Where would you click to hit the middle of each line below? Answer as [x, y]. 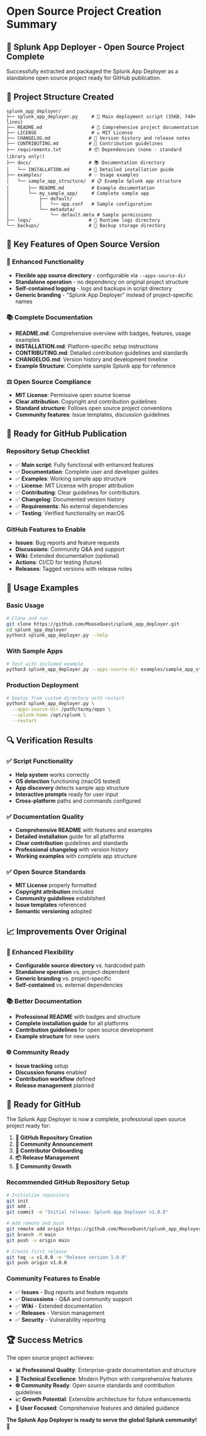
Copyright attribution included [54, 892]
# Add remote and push [35, 1223]
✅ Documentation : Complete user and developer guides [87, 471]
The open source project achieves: [50, 1358]
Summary [32, 24]
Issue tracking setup [42, 1065]
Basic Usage [25, 606]
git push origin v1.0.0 [37, 1263]
